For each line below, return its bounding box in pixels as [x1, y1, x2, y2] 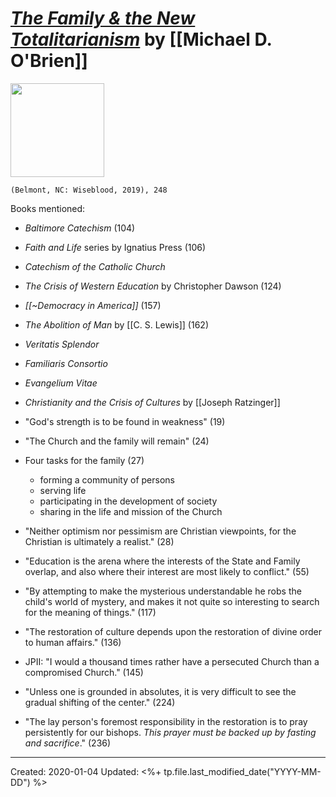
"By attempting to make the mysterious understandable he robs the [24, 585, 302, 597]
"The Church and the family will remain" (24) [24, 435, 210, 447]
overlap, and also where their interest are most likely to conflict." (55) [24, 565, 310, 577]
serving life [39, 484, 87, 496]
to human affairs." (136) [24, 636, 122, 648]
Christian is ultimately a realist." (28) [24, 535, 175, 547]
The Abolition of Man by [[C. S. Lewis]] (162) [24, 318, 209, 331]
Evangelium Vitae [24, 377, 98, 389]
